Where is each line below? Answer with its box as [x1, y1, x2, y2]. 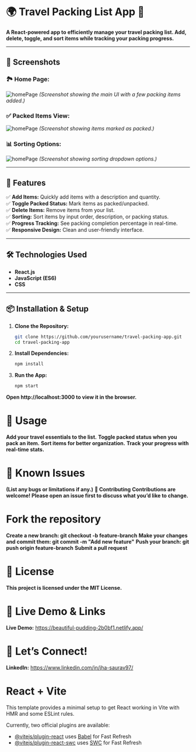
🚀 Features [6, 177, 46, 188]
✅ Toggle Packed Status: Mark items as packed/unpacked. [6, 200, 149, 207]
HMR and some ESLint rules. [6, 710, 75, 717]
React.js [14, 268, 36, 275]
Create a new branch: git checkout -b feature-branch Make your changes [6, 532, 188, 539]
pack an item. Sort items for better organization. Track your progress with [6, 440, 189, 447]
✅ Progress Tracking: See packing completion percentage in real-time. [6, 220, 178, 227]
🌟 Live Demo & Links [6, 605, 106, 618]
